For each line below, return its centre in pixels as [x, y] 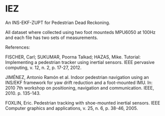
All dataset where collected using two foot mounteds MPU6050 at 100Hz [80, 32]
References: [18, 47]
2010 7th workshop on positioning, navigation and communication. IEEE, [80, 87]
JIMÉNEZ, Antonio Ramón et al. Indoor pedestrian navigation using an [77, 77]
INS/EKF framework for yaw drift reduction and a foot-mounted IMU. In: [79, 82]
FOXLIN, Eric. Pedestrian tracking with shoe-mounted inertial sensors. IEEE [83, 102]
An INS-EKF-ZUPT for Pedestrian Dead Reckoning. [58, 22]
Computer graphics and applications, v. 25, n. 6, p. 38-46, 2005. [72, 108]
